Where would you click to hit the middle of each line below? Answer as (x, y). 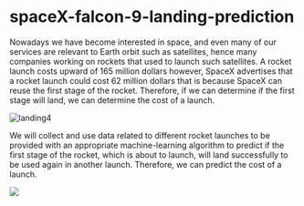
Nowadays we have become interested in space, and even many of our (143, 42)
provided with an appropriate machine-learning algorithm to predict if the (147, 145)
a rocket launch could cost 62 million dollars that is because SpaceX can (146, 80)
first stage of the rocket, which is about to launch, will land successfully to (149, 154)
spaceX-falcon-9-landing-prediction (152, 17)
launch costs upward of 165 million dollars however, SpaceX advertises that (152, 71)
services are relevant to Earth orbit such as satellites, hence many (133, 51)
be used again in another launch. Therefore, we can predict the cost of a (146, 164)
